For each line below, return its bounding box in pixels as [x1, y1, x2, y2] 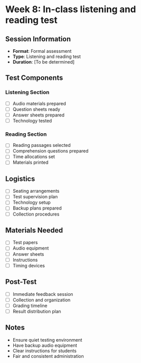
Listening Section [5, 89, 50, 96]
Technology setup [12, 199, 51, 205]
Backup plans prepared [12, 205, 62, 211]
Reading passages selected [12, 142, 71, 148]
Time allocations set [12, 154, 55, 160]
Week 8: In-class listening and [5, 4, 136, 15]
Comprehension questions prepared [12, 148, 89, 154]
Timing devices [12, 262, 45, 268]
